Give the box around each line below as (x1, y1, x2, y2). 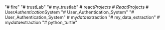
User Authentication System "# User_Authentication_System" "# (4, 9, 134, 15)
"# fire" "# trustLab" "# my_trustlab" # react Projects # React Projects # (4, 4, 149, 10)
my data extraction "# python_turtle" (4, 19, 78, 25)
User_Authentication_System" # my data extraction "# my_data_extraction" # (4, 15, 160, 20)
